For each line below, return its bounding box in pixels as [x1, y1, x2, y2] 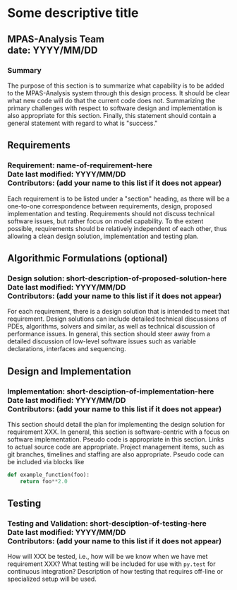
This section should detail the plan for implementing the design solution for [7, 420, 225, 428]
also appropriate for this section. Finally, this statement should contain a [7, 111, 217, 119]
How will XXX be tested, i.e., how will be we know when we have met [7, 553, 208, 561]
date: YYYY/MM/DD [7, 44, 98, 56]
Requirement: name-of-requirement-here [7, 160, 153, 170]
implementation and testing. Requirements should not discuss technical [7, 209, 215, 218]
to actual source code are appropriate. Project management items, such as [7, 442, 224, 451]
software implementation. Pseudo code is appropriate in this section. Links [7, 435, 224, 443]
